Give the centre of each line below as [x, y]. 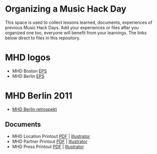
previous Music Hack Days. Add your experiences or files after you [72, 27]
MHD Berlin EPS [28, 76]
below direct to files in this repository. [43, 38]
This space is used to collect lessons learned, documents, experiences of [79, 22]
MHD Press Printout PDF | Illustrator [48, 146]
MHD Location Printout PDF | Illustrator [51, 136]
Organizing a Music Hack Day [66, 9]
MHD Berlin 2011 [39, 96]
